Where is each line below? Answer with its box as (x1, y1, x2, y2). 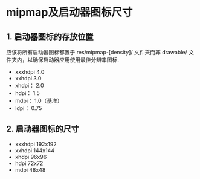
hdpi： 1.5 (15, 89, 40, 97)
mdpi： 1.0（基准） (15, 97, 63, 104)
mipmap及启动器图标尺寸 (6, 5, 133, 19)
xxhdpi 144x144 (15, 146, 55, 154)
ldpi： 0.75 (15, 105, 42, 112)
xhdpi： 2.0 (15, 82, 44, 89)
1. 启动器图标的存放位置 (6, 31, 94, 42)
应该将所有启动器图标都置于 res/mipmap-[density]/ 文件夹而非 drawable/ (6, 49, 187, 56)
